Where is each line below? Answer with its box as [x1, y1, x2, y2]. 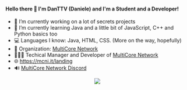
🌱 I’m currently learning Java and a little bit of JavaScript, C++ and [13, 24, 174, 31]
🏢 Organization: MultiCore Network [13, 45, 98, 52]
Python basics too [13, 30, 58, 38]
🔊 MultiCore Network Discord [13, 64, 87, 71]
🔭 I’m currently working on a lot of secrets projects [13, 18, 136, 25]
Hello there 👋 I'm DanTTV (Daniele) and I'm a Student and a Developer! [5, 5, 179, 12]
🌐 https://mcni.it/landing [13, 57, 73, 64]
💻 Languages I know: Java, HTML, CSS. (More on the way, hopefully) [13, 37, 182, 44]
